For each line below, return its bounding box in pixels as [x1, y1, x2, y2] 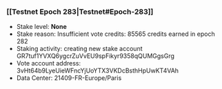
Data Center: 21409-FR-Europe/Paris [16, 74, 122, 82]
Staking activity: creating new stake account [16, 45, 143, 53]
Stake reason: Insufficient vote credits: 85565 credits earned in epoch [16, 30, 215, 38]
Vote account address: [16, 59, 81, 68]
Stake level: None [16, 23, 67, 31]
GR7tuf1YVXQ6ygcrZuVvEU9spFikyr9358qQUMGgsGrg [16, 52, 175, 60]
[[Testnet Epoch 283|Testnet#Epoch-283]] [6, 7, 154, 17]
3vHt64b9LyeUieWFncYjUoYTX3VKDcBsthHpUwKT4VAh [16, 66, 179, 75]
